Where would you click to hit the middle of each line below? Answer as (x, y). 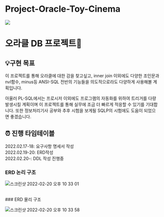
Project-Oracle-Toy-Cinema (63, 9)
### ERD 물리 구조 (23, 199)
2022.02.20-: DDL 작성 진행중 (35, 158)
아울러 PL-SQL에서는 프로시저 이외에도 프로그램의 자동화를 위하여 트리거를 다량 (81, 98)
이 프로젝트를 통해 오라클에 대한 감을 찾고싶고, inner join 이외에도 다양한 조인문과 (82, 76)
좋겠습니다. (21, 116)
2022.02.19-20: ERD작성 (29, 152)
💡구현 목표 (20, 63)
